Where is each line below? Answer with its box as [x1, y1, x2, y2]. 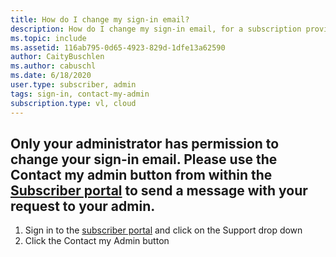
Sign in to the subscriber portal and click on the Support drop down [24, 224, 303, 236]
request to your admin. [10, 197, 156, 215]
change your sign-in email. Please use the [10, 151, 278, 168]
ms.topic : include [10, 33, 87, 43]
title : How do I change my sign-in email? [10, 14, 190, 25]
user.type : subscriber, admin [10, 80, 137, 90]
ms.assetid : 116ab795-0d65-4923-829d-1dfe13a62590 [10, 42, 226, 53]
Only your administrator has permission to [10, 135, 280, 152]
